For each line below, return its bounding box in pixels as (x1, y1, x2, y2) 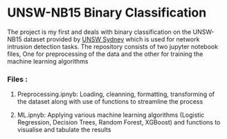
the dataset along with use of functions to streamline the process (17, 98, 203, 106)
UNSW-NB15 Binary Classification (7, 5, 207, 21)
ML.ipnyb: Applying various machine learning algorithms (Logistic (17, 111, 205, 119)
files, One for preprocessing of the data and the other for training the (7, 50, 203, 58)
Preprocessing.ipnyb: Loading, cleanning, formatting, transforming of (17, 90, 215, 98)
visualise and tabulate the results (17, 126, 111, 134)
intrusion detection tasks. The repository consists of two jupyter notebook (7, 42, 219, 50)
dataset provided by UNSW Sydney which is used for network (23, 35, 200, 43)
